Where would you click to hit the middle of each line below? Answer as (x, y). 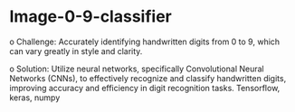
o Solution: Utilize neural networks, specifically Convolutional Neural (137, 69)
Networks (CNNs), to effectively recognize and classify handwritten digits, (148, 78)
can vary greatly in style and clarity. (76, 51)
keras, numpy (35, 98)
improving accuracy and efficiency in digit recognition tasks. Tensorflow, (145, 88)
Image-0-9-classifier (90, 17)
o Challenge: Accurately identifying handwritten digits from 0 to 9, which (145, 42)
